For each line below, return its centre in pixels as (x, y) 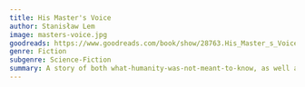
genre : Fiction (38, 52)
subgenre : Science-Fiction (60, 60)
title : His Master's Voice (60, 18)
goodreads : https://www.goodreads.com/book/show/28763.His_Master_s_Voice (154, 43)
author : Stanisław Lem (52, 26)
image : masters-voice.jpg (58, 34)
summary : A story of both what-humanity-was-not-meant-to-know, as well (150, 69)
